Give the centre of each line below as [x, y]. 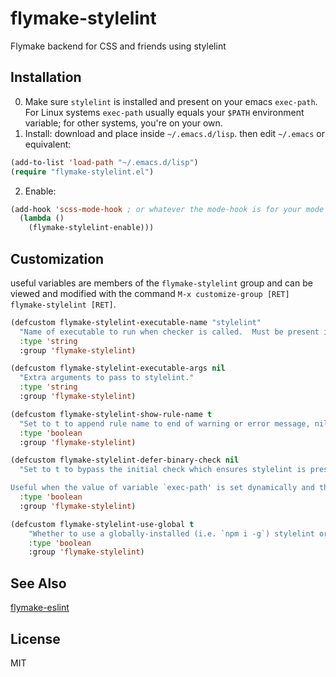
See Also [38, 583]
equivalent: [48, 144]
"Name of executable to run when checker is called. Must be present [169, 332]
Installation [46, 77]
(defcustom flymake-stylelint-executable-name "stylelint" [136, 322]
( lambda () [42, 218]
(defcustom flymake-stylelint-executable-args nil [118, 368]
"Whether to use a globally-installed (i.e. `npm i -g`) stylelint [171, 533]
